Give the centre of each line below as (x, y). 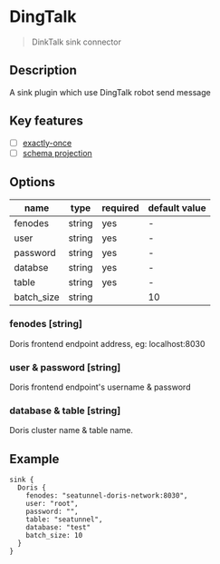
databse (31, 267)
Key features (46, 121)
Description (43, 70)
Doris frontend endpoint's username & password (100, 387)
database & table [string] (65, 411)
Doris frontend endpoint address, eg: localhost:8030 (107, 343)
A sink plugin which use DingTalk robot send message (110, 92)
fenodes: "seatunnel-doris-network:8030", (107, 496)
